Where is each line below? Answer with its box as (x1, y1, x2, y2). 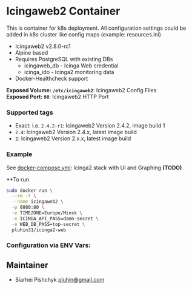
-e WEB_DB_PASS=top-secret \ (12, 221, 85, 227)
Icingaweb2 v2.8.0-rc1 (15, 42, 71, 50)
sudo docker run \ (6, 187, 53, 194)
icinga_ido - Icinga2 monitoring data (24, 68, 114, 75)
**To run (6, 175, 29, 183)
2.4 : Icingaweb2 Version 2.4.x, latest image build (15, 129, 137, 136)
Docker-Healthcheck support (15, 75, 88, 82)
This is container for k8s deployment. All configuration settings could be (6, 24, 187, 32)
